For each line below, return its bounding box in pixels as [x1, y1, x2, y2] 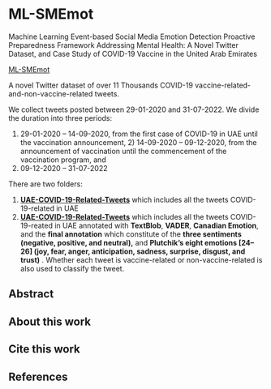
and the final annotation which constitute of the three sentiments [19, 229, 242, 239]
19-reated [19, 220, 53, 230]
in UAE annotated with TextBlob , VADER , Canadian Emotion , [54, 220, 259, 230]
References [8, 370, 68, 383]
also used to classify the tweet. [19, 263, 125, 273]
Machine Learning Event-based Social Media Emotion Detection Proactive [8, 32, 256, 41]
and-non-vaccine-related [8, 88, 93, 98]
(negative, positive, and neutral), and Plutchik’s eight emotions [19, 237, 238, 247]
